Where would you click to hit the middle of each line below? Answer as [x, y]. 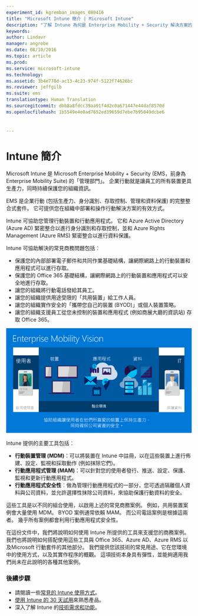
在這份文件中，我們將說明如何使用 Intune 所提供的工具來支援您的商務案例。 [98, 532]
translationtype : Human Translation [51, 100]
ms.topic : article [29, 56]
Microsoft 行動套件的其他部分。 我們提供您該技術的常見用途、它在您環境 [99, 547]
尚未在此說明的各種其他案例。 [47, 562]
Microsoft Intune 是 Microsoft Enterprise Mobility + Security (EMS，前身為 [96, 173]
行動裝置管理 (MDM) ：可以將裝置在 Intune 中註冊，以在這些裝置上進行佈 [103, 456]
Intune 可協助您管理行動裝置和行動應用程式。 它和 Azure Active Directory [95, 221]
